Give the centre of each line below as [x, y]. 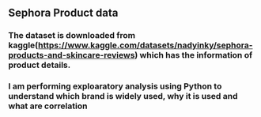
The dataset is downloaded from [72, 36]
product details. [40, 65]
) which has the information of [193, 55]
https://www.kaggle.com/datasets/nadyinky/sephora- [146, 45]
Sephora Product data [63, 13]
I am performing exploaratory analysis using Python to [115, 86]
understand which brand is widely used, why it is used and [123, 96]
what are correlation [48, 106]
